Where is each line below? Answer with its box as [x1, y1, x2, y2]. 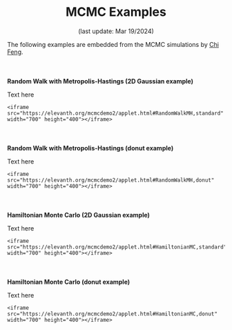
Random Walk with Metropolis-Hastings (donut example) [7, 144, 174, 152]
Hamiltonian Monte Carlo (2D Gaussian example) [7, 211, 151, 219]
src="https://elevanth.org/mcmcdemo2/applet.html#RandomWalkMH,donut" [7, 177, 215, 184]
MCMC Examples [65, 4, 167, 20]
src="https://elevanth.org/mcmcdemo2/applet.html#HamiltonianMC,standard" [7, 243, 227, 251]
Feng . [7, 48, 23, 56]
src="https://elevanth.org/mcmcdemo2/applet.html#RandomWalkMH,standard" [7, 110, 224, 117]
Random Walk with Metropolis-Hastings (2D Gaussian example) [7, 77, 193, 85]
